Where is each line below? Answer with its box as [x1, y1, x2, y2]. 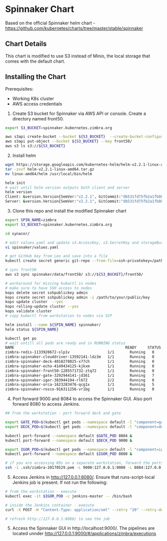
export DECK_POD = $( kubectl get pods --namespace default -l [5, 424, 133, 429]
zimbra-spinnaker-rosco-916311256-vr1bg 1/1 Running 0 [5, 387, 155, 392]
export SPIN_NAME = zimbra [5, 217, 57, 222]
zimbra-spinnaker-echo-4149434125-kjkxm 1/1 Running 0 [5, 363, 155, 369]
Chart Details [5, 40, 47, 48]
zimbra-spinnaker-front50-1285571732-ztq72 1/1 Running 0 [5, 368, 155, 373]
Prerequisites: [5, 86, 34, 92]
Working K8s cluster [12, 96, 54, 102]
